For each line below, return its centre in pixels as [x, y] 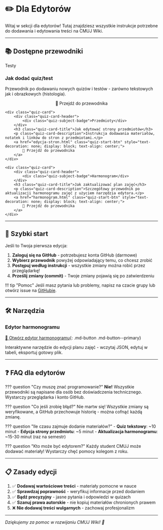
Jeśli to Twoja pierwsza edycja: [36, 245]
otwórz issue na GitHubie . [31, 290]
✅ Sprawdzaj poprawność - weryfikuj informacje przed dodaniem [78, 492]
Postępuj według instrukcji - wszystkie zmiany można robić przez [79, 265]
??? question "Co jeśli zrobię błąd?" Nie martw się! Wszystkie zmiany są [77, 407]
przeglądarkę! [26, 271]
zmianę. [13, 417]
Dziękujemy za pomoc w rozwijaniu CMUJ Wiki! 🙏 [55, 522]
